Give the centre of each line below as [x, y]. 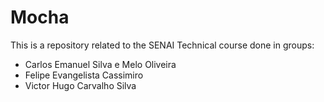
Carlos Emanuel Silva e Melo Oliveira [100, 64]
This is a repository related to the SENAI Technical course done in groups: [162, 45]
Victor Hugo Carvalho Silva [80, 85]
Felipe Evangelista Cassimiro [84, 75]
